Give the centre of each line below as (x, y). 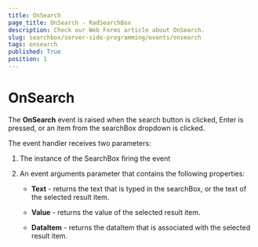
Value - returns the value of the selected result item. (116, 212)
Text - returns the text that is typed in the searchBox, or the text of (139, 188)
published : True (35, 52)
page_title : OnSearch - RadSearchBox (70, 23)
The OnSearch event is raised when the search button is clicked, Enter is (126, 119)
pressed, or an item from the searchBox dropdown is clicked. (107, 128)
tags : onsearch (33, 45)
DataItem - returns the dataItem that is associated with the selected (141, 227)
